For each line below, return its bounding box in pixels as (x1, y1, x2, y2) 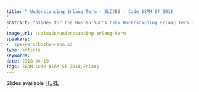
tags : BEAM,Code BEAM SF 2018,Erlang (6, 63, 99, 70)
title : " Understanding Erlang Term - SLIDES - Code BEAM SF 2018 (6, 8, 174, 15)
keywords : (6, 52, 31, 58)
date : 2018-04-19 (6, 58, 49, 64)
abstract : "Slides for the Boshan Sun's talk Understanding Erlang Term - (6, 19, 195, 25)
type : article (6, 47, 41, 53)
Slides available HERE (6, 80, 59, 87)
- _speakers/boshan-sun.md (6, 42, 73, 48)
